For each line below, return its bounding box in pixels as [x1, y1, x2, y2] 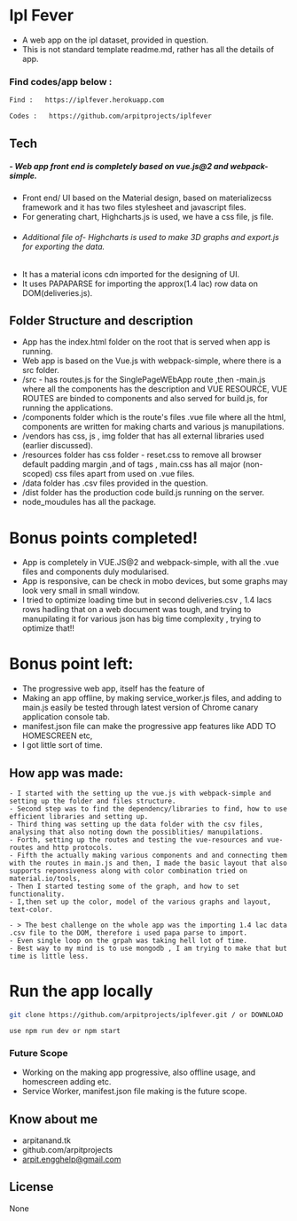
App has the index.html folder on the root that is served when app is [21, 337, 270, 347]
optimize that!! [21, 623, 75, 634]
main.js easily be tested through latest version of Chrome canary [21, 702, 259, 713]
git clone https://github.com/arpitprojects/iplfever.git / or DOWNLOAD [9, 1010, 284, 1019]
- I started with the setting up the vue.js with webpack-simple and [9, 789, 272, 798]
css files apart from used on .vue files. [54, 469, 195, 479]
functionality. [9, 890, 66, 899]
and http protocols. [36, 844, 113, 852]
